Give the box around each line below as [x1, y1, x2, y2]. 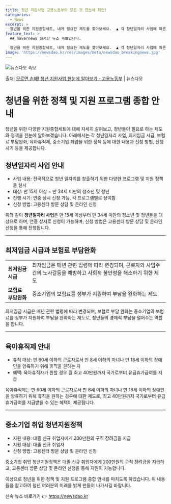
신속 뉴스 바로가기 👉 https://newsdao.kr [5, 493, 89, 499]
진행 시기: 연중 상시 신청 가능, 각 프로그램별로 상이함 [12, 195, 116, 201]
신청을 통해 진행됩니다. [5, 225, 50, 231]
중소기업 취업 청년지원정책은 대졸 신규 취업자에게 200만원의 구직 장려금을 [5, 459, 151, 465]
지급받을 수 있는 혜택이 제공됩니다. [27, 399, 95, 406]
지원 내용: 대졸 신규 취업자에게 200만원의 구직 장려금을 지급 [12, 435, 131, 441]
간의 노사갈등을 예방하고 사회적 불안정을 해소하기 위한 [32, 269, 153, 276]
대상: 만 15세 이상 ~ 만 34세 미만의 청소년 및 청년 [12, 188, 110, 194]
